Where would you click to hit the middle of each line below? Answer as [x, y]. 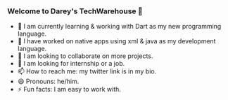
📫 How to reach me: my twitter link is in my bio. [87, 71]
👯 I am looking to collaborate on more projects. [85, 56]
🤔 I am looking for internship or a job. [71, 64]
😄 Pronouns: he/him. [48, 81]
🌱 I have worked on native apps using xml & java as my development [116, 41]
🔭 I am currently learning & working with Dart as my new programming [119, 27]
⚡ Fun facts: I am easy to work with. [69, 90]
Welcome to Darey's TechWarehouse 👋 [75, 11]
